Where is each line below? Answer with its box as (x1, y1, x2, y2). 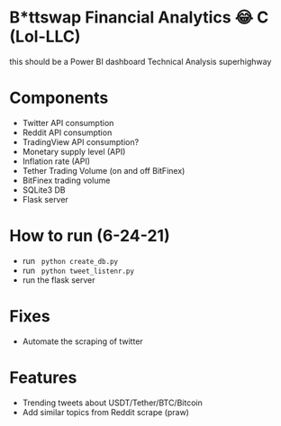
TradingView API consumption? (22, 136, 140, 147)
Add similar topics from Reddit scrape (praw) (22, 406, 189, 417)
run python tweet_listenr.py (22, 265, 135, 276)
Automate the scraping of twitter (22, 336, 144, 347)
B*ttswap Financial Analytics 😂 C (9, 7, 269, 28)
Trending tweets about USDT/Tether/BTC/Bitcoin (22, 397, 203, 408)
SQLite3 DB (22, 184, 66, 195)
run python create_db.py (22, 255, 119, 266)
